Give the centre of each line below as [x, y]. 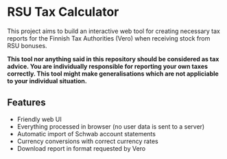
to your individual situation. [47, 81]
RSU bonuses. [27, 45]
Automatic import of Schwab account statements [86, 134]
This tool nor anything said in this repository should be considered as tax [113, 59]
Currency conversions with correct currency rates [88, 141]
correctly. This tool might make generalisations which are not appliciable [113, 74]
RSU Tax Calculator [63, 12]
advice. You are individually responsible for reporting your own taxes [107, 66]
